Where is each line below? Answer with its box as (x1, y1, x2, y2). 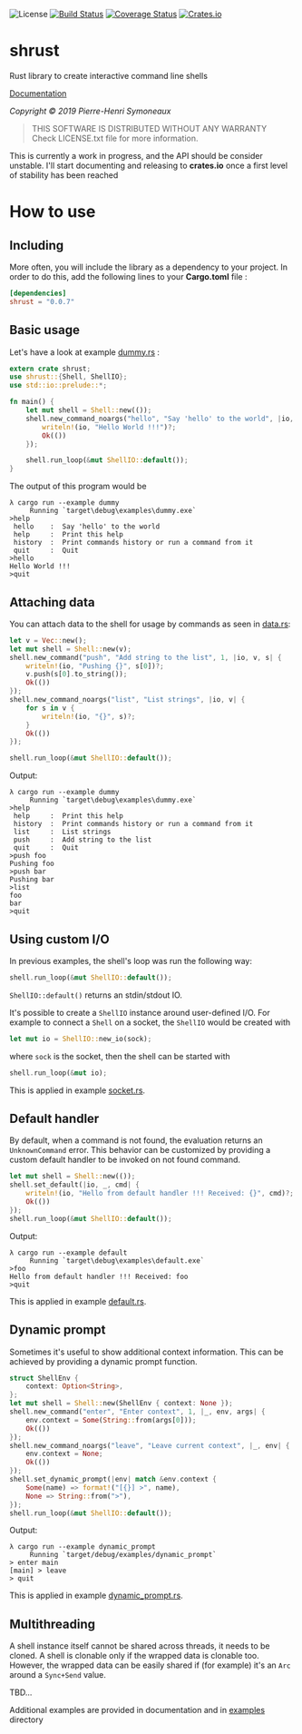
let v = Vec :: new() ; (9, 635, 88, 645)
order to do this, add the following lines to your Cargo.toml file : (9, 271, 248, 281)
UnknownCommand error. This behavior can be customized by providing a (9, 1145, 271, 1156)
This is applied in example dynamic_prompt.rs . (9, 1590, 183, 1601)
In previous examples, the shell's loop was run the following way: (9, 956, 252, 966)
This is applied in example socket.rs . (9, 1085, 146, 1096)
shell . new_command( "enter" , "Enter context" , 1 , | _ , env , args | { (9, 1407, 266, 1416)
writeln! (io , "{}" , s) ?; (42, 712, 136, 721)
